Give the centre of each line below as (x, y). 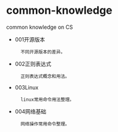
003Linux (27, 87)
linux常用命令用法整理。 (47, 100)
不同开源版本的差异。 (43, 52)
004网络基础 (31, 111)
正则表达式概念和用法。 (45, 76)
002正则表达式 (33, 64)
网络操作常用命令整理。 (45, 124)
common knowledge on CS (40, 27)
